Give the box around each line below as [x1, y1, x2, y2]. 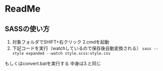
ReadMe [5, 3, 41, 15]
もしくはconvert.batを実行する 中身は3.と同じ [5, 60, 101, 66]
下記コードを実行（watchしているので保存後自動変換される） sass [12, 45, 151, 51]
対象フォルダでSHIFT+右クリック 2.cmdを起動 [12, 39, 110, 45]
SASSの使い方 [5, 24, 50, 33]
